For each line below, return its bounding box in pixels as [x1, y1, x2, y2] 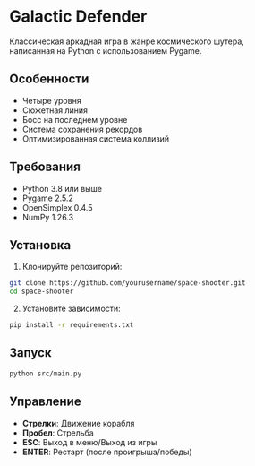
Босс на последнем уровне [21, 114, 128, 125]
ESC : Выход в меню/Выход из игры [21, 436, 157, 447]
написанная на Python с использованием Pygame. [9, 45, 202, 56]
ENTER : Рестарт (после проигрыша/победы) [21, 446, 192, 457]
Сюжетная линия [21, 105, 88, 116]
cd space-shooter [9, 287, 74, 297]
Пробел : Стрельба [21, 427, 94, 438]
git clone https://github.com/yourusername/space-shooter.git [9, 279, 246, 288]
